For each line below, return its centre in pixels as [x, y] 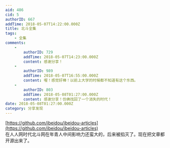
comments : [16, 43]
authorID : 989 [38, 71]
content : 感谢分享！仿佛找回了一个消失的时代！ [68, 99]
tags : [11, 33]
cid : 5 [12, 15]
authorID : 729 [38, 52]
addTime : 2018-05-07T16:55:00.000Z [61, 76]
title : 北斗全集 [21, 29]
